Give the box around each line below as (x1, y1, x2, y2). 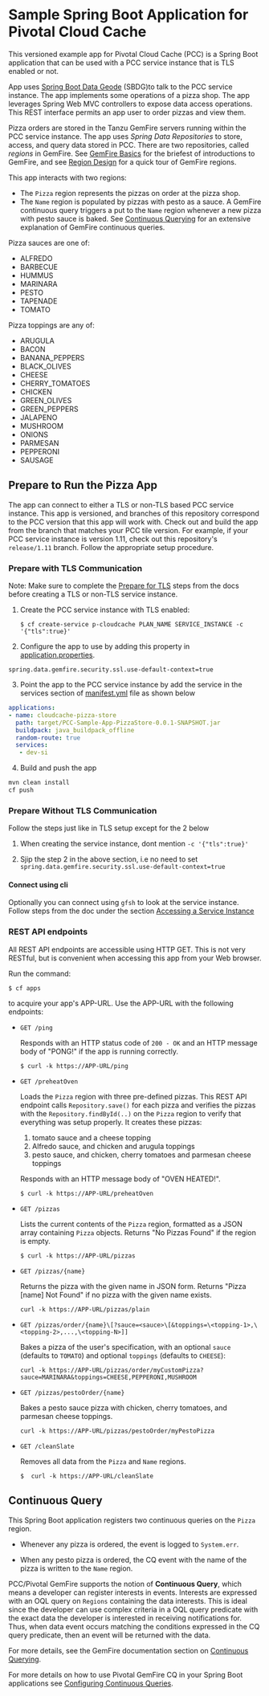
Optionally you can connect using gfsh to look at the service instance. (8, 898, 239, 907)
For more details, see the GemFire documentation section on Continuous (8, 1645, 249, 1655)
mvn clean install (8, 779, 70, 787)
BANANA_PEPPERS (19, 353, 85, 362)
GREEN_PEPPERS (19, 404, 79, 414)
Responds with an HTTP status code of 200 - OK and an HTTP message (19, 1038, 259, 1047)
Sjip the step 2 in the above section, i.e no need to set (19, 854, 198, 864)
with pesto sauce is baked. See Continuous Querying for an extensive (19, 214, 251, 223)
